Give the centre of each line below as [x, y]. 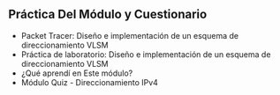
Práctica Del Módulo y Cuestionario [108, 15]
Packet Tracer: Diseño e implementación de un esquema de [130, 35]
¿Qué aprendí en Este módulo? [77, 73]
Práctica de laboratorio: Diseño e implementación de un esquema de [146, 54]
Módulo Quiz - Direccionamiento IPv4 [89, 82]
